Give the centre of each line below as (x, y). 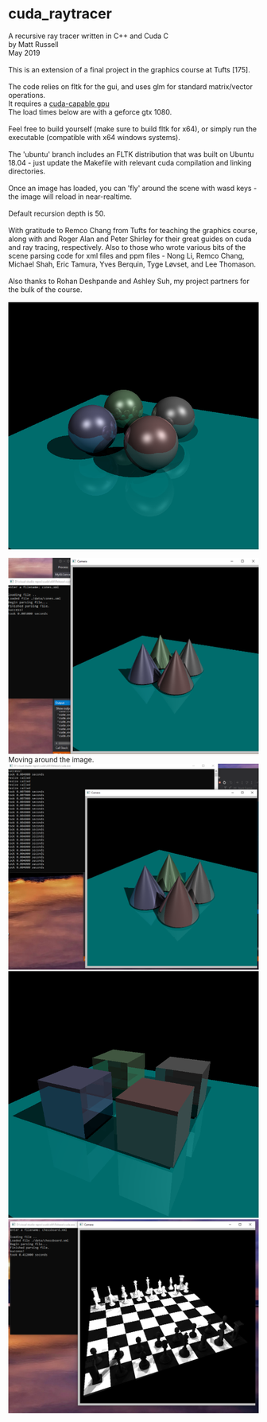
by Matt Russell (33, 44)
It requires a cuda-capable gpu (59, 103)
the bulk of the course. (45, 289)
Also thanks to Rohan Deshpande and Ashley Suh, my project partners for (129, 281)
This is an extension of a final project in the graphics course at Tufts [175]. (129, 69)
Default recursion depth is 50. (57, 213)
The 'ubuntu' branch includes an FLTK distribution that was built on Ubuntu (131, 154)
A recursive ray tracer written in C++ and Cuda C (89, 36)
